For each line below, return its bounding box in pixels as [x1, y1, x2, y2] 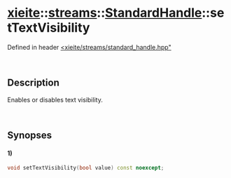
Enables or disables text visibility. [7, 95, 103, 104]
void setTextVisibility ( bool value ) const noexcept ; [7, 165, 164, 172]
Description [7, 77, 59, 89]
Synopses [7, 130, 52, 142]
